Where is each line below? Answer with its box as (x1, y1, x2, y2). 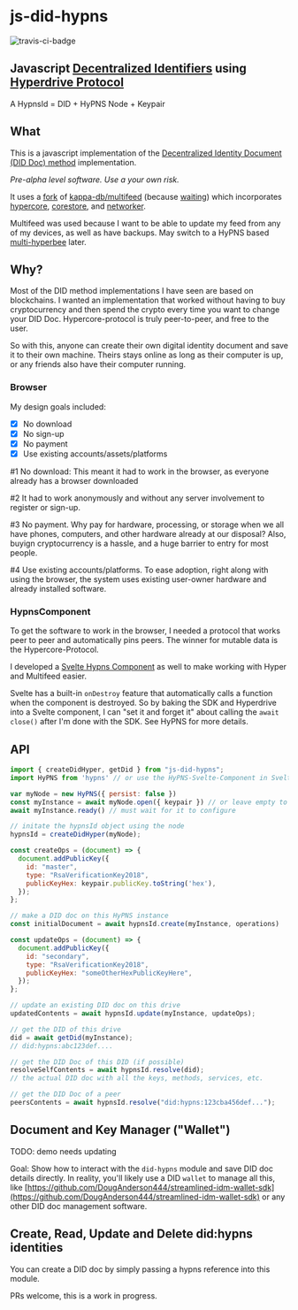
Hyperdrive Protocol (10, 75, 125, 90)
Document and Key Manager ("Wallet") (10, 1122, 231, 1138)
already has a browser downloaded (10, 475, 139, 486)
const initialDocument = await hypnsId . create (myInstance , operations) (10, 920, 279, 929)
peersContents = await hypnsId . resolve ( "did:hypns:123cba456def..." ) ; (10, 1099, 276, 1107)
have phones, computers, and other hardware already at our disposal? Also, (10, 528, 287, 539)
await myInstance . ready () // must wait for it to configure (10, 806, 237, 815)
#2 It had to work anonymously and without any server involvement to (10, 493, 265, 503)
